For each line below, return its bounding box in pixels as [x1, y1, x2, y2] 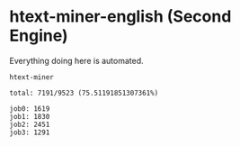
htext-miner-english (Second [9, 6, 232, 27]
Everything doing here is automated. [9, 55, 144, 66]
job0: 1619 [9, 104, 50, 114]
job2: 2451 [9, 120, 50, 129]
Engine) [9, 25, 69, 46]
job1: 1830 [9, 112, 50, 121]
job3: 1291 [9, 128, 50, 137]
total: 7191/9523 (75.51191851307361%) [9, 88, 159, 97]
